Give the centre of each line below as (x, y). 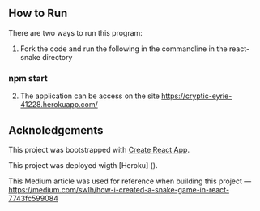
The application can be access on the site (90, 96)
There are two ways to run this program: (76, 32)
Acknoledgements (56, 130)
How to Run (38, 13)
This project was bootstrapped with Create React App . (99, 149)
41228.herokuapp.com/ (59, 105)
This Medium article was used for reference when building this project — (130, 181)
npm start (28, 78)
